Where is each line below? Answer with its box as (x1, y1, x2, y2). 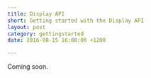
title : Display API (7, 10, 65, 18)
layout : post (7, 23, 46, 30)
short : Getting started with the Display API (7, 17, 144, 24)
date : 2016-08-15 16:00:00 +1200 (7, 37, 106, 44)
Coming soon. (7, 62, 48, 71)
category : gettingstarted (7, 30, 84, 38)
